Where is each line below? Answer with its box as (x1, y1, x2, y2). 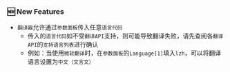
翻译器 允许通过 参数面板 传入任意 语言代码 (17, 23, 123, 32)
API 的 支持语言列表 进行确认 (27, 40, 99, 49)
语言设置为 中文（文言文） (27, 58, 95, 66)
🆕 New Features (7, 7, 64, 16)
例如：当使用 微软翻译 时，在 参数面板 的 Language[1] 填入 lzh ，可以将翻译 (27, 49, 221, 58)
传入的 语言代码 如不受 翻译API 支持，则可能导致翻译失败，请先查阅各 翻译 (27, 32, 224, 40)
